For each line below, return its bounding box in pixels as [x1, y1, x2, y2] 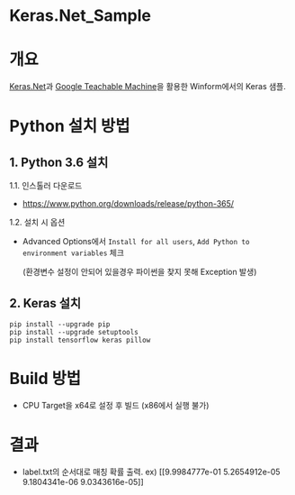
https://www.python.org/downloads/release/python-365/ [22, 198, 235, 209]
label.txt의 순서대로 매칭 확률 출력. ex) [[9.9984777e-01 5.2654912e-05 [22, 466, 281, 477]
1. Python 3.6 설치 [9, 154, 109, 170]
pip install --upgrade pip [9, 319, 111, 329]
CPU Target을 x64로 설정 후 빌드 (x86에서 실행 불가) [22, 399, 210, 410]
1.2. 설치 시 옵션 [9, 217, 66, 228]
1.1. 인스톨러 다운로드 [9, 180, 83, 191]
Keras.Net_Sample [9, 5, 151, 26]
